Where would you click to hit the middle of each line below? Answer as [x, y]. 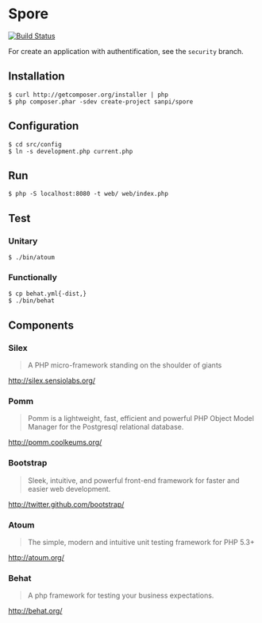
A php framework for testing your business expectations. [121, 596]
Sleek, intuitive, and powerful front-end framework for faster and [133, 480]
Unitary [23, 241]
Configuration [44, 126]
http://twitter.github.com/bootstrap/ [66, 504]
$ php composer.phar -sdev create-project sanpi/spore [101, 101]
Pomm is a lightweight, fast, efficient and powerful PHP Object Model [141, 419]
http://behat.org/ [35, 611]
